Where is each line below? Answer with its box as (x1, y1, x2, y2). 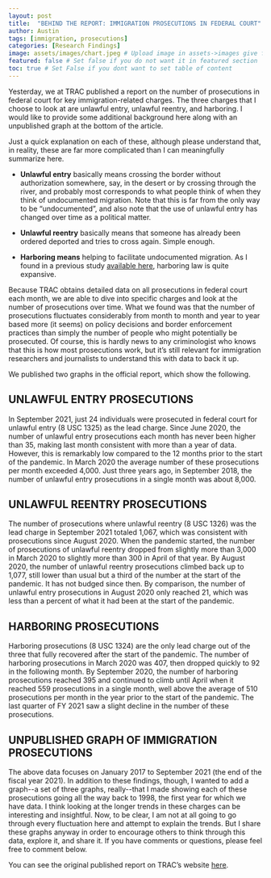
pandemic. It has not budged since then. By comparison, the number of (8, 579, 246, 589)
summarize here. (8, 153, 65, 163)
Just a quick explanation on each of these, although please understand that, (8, 137, 261, 146)
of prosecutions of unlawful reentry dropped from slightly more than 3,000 (8, 544, 256, 554)
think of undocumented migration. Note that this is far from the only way (19, 195, 261, 204)
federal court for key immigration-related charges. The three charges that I (8, 95, 256, 105)
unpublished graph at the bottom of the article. (8, 120, 164, 130)
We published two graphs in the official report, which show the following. (8, 369, 252, 379)
